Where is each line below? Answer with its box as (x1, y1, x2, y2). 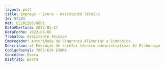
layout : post (5, 7, 32, 12)
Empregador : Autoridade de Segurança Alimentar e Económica (5, 39, 131, 44)
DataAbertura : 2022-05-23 (5, 25, 58, 30)
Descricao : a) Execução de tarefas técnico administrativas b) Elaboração (5, 43, 162, 48)
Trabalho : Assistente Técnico (5, 34, 67, 39)
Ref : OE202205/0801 (5, 20, 45, 26)
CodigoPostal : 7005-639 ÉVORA (5, 48, 67, 52)
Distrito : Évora (5, 57, 38, 62)
